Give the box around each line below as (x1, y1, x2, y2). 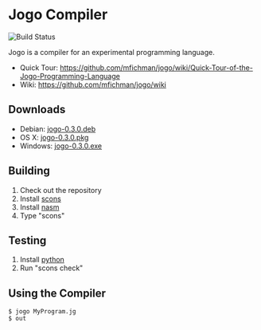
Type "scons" (19, 210, 65, 220)
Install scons (19, 194, 61, 203)
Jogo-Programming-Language (19, 71, 121, 81)
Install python (19, 255, 65, 265)
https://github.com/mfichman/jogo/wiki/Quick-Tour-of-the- (59, 62, 253, 73)
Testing (8, 234, 47, 247)
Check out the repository (19, 185, 102, 194)
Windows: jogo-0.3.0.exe (19, 141, 102, 151)
